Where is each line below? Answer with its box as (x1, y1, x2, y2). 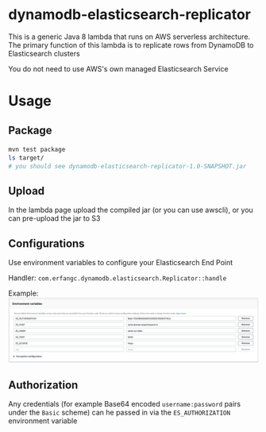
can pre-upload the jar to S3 (8, 214, 101, 223)
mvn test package (8, 145, 66, 153)
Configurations (8, 237, 85, 250)
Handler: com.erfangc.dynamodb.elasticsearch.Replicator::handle (8, 273, 227, 283)
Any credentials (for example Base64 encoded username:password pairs (8, 399, 241, 408)
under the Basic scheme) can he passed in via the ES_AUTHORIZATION (8, 407, 231, 417)
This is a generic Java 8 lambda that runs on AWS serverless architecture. (8, 32, 251, 41)
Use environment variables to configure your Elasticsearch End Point (8, 258, 233, 268)
